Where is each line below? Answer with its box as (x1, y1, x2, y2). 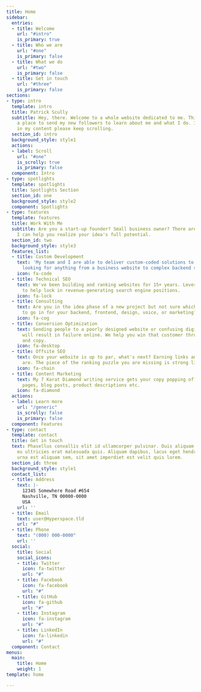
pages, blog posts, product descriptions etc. (22, 382, 141, 388)
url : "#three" (17, 81, 52, 87)
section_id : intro (11, 131, 58, 138)
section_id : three (11, 460, 58, 466)
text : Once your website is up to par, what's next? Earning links (17, 354, 188, 360)
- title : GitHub (17, 594, 58, 600)
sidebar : (6, 14, 28, 20)
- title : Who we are (11, 43, 63, 49)
